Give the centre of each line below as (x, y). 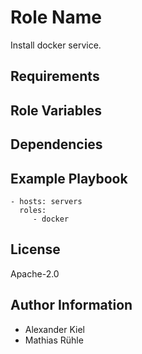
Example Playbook (69, 178)
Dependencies (56, 144)
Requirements (55, 76)
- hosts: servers (46, 201)
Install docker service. (56, 45)
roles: (33, 210)
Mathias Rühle (54, 340)
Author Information (71, 305)
